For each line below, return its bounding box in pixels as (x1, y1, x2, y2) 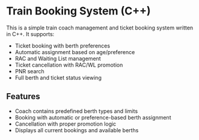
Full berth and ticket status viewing (14, 74, 102, 81)
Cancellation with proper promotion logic (14, 120, 117, 127)
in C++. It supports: (6, 30, 55, 37)
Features (6, 91, 40, 102)
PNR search (14, 67, 45, 75)
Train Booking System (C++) (6, 4, 152, 18)
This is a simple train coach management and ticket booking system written (6, 24, 194, 31)
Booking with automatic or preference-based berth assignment (14, 114, 171, 121)
